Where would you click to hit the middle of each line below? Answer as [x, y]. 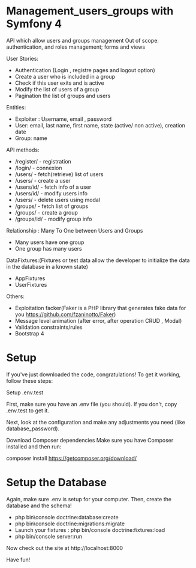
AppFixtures [30, 278]
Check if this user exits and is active [59, 83]
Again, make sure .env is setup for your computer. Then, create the [89, 499]
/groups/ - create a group [46, 212]
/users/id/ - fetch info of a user [53, 187]
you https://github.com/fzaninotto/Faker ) [65, 314]
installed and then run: [34, 447]
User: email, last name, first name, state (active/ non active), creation [100, 125]
